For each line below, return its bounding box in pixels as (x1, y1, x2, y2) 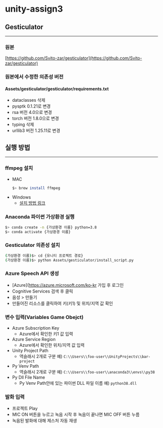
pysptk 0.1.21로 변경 (12, 103, 51, 109)
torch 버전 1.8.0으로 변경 (12, 115, 59, 121)
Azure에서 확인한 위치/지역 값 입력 (19, 342, 85, 348)
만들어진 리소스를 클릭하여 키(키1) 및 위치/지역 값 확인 (12, 300, 113, 306)
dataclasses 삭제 (12, 97, 46, 103)
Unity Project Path (12, 348, 49, 354)
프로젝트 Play (12, 406, 38, 411)
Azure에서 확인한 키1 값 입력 (19, 331, 73, 337)
